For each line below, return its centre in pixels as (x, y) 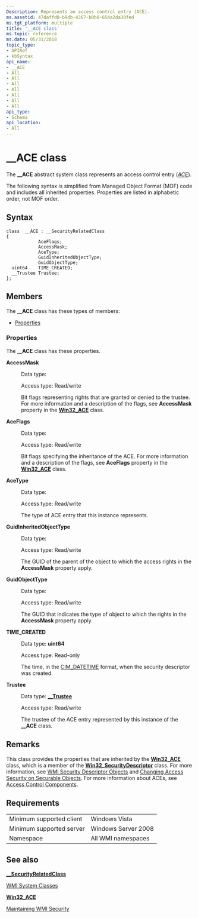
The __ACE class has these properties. (54, 351)
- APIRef (17, 51)
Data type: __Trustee (47, 696)
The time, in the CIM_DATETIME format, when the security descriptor (106, 667)
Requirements (33, 803)
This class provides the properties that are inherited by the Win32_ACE (94, 759)
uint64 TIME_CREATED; (42, 268)
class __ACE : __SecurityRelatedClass (56, 231)
